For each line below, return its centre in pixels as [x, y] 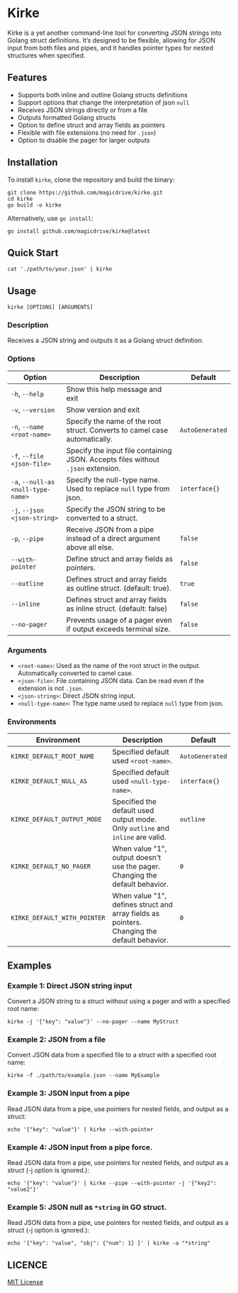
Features [27, 78]
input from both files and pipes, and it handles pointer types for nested [110, 48]
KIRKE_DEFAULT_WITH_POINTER [58, 918]
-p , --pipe [28, 538]
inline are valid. [139, 837]
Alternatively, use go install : [50, 218]
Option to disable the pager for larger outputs [84, 140]
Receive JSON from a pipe [110, 529]
